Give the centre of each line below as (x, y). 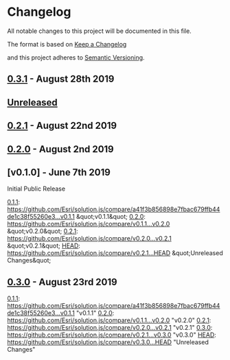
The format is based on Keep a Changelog (67, 44)
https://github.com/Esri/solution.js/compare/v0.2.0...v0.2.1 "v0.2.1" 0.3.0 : (110, 328)
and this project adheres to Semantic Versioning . (76, 57)
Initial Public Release (36, 189)
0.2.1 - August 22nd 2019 (62, 126)
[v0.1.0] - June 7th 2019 (59, 172)
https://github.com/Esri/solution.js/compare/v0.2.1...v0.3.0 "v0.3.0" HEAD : (112, 335)
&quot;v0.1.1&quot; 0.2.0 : (111, 217)
